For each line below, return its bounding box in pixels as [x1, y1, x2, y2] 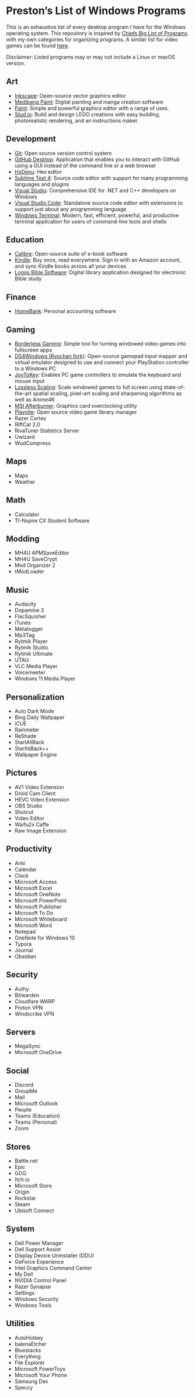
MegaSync [14, 1042, 41, 1050]
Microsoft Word [14, 921, 53, 928]
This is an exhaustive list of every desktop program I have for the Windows [6, 23, 186, 30]
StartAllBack [14, 739, 45, 746]
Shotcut [14, 808, 34, 816]
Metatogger [14, 625, 43, 632]
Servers [6, 1027, 36, 1037]
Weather [14, 478, 36, 485]
